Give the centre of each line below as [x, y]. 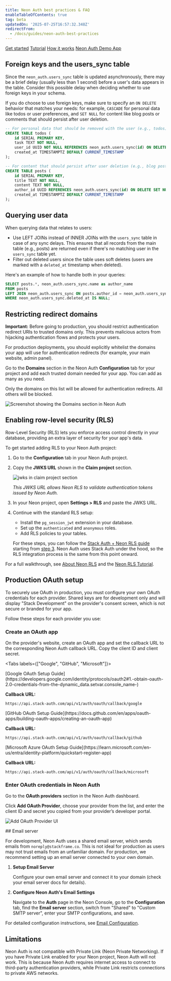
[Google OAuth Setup [27, 673]
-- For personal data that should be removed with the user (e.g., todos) [86, 128]
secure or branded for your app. [39, 609]
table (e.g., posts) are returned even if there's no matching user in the [86, 248]
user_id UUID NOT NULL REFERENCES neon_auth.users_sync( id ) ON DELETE [91, 148]
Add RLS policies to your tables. [54, 533]
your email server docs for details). [49, 882]
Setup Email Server [33, 867]
